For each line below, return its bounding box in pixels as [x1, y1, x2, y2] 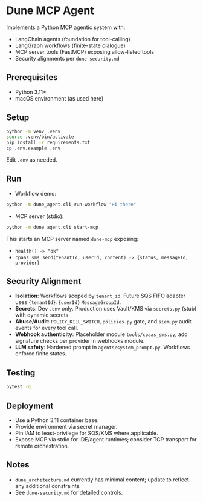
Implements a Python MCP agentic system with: [6, 24, 126, 31]
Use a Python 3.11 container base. [14, 416, 99, 424]
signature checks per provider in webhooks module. [14, 337, 145, 345]
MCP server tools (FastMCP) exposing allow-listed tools [14, 48, 155, 55]
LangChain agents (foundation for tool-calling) [14, 35, 131, 42]
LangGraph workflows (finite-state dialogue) [14, 42, 126, 49]
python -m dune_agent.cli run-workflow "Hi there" [6, 201, 137, 208]
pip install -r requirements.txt [6, 140, 91, 146]
